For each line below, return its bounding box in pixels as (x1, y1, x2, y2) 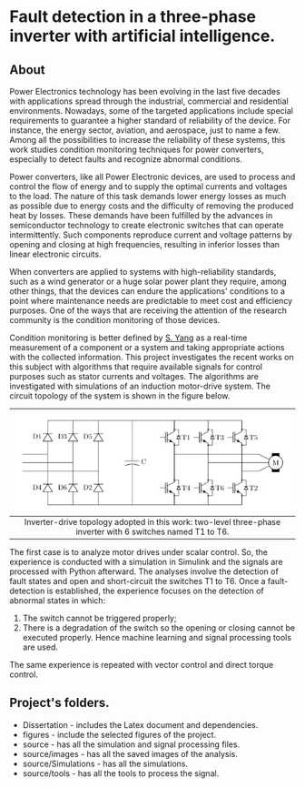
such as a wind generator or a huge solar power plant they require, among (9, 276, 288, 287)
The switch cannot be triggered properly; (22, 612, 177, 623)
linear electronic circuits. (9, 248, 102, 259)
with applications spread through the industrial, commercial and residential (9, 96, 289, 106)
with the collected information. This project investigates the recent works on (9, 352, 295, 362)
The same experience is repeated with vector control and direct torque (9, 659, 274, 670)
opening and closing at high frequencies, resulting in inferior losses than (9, 239, 280, 249)
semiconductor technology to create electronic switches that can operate (9, 220, 284, 230)
